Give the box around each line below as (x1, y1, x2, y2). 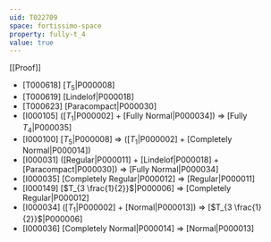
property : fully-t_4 (9, 29, 87, 38)
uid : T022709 (9, 13, 58, 22)
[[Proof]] (9, 63, 42, 73)
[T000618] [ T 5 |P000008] (21, 79, 115, 93)
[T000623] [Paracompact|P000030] (21, 101, 157, 112)
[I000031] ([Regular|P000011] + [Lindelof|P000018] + (21, 154, 219, 165)
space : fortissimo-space (9, 21, 102, 30)
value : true (9, 38, 54, 47)
